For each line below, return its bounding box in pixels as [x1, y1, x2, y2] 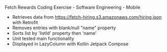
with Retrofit [12, 20, 38, 25]
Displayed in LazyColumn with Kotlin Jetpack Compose [12, 41, 129, 47]
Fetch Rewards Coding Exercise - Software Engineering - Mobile [5, 5, 141, 10]
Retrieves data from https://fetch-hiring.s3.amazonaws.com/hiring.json [12, 14, 162, 20]
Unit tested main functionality [12, 35, 75, 41]
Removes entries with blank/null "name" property [12, 25, 116, 31]
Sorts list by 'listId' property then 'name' [12, 30, 97, 36]
